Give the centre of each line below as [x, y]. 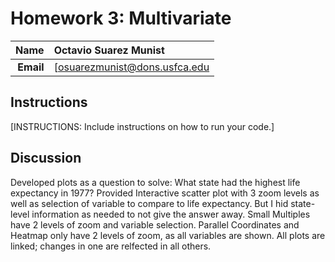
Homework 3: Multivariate [121, 18]
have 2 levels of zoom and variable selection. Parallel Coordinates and [155, 224]
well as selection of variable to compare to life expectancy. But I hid [149, 203]
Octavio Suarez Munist [109, 50]
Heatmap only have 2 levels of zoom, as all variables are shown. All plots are [168, 235]
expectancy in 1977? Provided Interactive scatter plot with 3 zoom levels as [165, 193]
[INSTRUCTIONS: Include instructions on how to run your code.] [142, 126]
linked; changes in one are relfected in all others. [111, 246]
